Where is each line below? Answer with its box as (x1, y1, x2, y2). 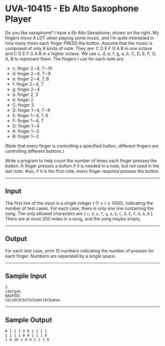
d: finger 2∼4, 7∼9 (12, 70, 51, 76)
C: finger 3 (12, 102, 34, 108)
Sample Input (5, 272, 47, 280)
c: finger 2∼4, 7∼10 (12, 65, 53, 71)
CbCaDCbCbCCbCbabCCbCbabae (5, 298, 60, 303)
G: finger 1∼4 (12, 123, 40, 128)
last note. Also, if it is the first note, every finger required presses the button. (5, 168, 160, 174)
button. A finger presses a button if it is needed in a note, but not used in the (5, 163, 160, 169)
